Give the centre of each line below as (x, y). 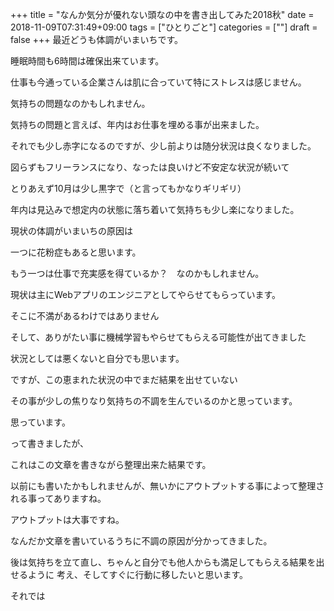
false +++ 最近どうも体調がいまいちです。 (97, 39)
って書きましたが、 (50, 443)
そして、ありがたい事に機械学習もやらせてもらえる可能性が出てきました (158, 337)
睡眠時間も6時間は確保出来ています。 (87, 61)
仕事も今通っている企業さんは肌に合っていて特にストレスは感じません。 (158, 82)
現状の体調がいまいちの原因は (71, 231)
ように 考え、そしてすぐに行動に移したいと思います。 (138, 574)
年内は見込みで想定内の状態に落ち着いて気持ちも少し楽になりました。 (155, 209)
